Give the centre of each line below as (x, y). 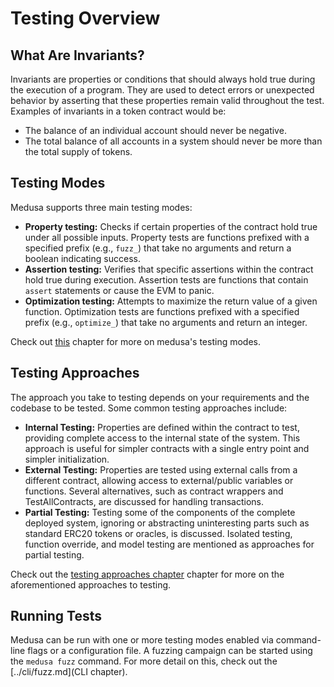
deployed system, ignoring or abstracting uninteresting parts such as (167, 523)
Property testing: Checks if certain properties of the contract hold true (171, 226)
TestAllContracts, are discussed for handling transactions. (144, 501)
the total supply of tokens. (78, 151)
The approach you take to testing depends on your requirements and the (160, 397)
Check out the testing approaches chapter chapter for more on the (147, 574)
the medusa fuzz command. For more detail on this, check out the (144, 661)
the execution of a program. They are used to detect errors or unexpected (162, 90)
